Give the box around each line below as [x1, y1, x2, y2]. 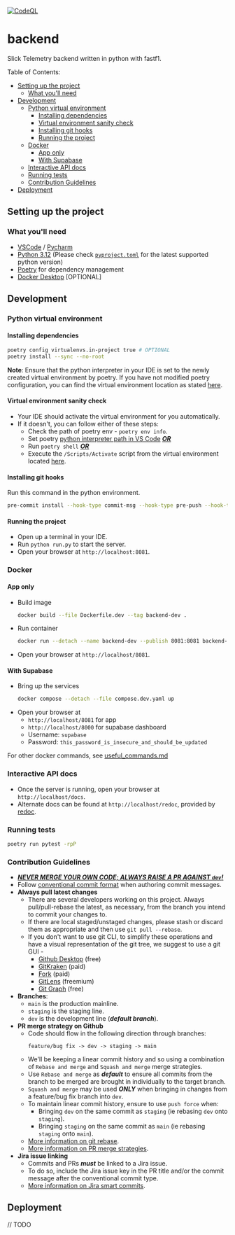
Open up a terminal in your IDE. [17, 533, 108, 541]
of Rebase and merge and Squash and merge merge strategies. [27, 1063, 203, 1071]
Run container [17, 624, 58, 633]
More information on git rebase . [27, 1137, 120, 1145]
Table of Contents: [7, 67, 61, 76]
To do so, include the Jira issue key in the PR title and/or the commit [27, 1166, 225, 1175]
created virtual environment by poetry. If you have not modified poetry [7, 373, 210, 382]
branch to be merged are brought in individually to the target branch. [27, 1077, 226, 1086]
